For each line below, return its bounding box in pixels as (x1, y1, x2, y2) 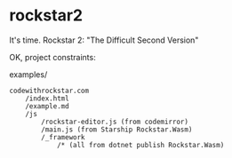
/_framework (41, 132, 86, 142)
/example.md (25, 101, 69, 111)
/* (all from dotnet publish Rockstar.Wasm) (56, 140, 225, 149)
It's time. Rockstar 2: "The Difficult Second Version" (9, 35, 199, 45)
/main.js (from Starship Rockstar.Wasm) (41, 125, 193, 134)
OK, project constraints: (9, 51, 96, 62)
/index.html (25, 94, 69, 103)
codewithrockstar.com (9, 86, 90, 95)
